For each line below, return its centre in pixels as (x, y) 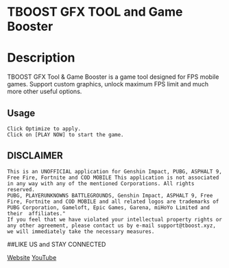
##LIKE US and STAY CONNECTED (57, 244)
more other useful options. (45, 92)
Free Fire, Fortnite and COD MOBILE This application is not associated (113, 178)
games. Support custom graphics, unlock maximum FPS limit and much (108, 84)
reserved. (21, 189)
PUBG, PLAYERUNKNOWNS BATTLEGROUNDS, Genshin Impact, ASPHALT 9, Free (110, 195)
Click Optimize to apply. (44, 129)
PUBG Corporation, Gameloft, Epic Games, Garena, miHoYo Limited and (109, 207)
